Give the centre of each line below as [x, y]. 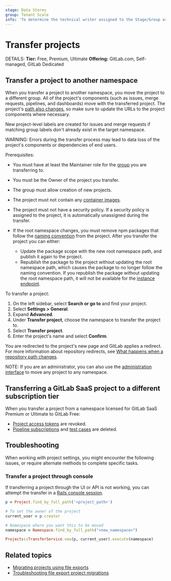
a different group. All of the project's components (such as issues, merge [82, 98]
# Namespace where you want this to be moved [54, 525]
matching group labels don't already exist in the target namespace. [76, 130]
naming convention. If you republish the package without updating [90, 273]
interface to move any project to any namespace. [57, 372]
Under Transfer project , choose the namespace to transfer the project [87, 320]
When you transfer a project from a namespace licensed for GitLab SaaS [81, 408]
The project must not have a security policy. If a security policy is [81, 210]
